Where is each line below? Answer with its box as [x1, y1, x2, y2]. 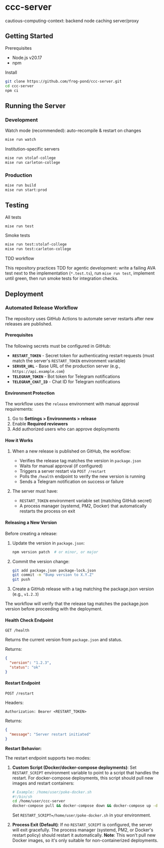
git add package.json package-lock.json [12, 568, 96, 573]
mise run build [5, 182, 36, 188]
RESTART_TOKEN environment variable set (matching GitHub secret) [19, 498, 152, 504]
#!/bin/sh [12, 794, 33, 799]
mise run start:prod [5, 187, 48, 192]
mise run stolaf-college [5, 155, 56, 160]
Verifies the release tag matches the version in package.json [19, 458, 141, 464]
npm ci [5, 88, 19, 93]
